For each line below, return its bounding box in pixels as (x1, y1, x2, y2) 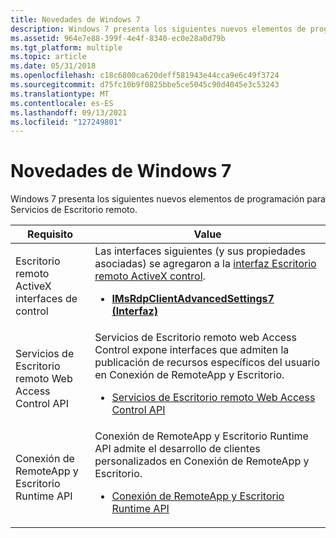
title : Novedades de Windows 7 (10, 14, 141, 25)
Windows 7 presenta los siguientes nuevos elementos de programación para (10, 193, 326, 205)
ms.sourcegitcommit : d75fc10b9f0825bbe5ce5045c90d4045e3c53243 (10, 80, 280, 90)
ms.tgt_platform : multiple (10, 42, 123, 53)
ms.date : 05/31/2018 (10, 61, 97, 71)
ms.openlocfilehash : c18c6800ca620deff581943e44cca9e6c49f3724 (10, 71, 280, 81)
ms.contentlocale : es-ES (10, 98, 114, 108)
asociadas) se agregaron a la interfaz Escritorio (94, 257, 317, 271)
